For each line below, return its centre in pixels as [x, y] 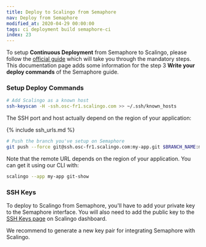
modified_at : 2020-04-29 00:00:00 [51, 23]
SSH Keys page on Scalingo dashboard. [57, 219]
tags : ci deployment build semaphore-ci [59, 29]
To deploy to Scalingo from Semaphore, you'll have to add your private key [101, 206]
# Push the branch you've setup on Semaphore [65, 141]
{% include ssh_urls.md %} [41, 130]
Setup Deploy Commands [45, 88]
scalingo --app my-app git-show [48, 176]
